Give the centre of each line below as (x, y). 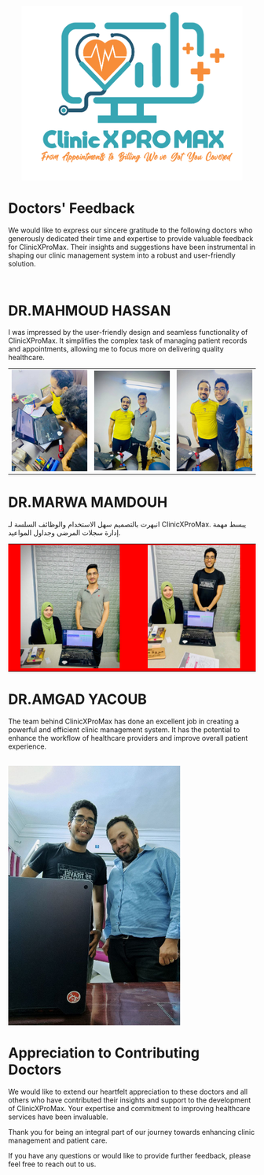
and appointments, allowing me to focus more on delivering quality (116, 349)
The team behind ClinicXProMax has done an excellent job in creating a (124, 721)
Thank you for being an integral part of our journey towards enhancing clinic (132, 1132)
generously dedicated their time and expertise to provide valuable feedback (131, 238)
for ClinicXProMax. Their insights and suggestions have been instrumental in (132, 247)
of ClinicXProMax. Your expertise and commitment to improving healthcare (129, 1109)
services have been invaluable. (58, 1117)
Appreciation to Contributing (104, 1053)
